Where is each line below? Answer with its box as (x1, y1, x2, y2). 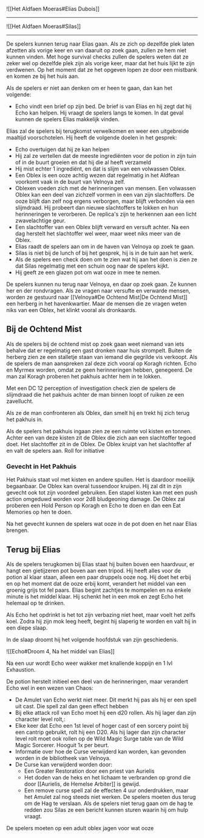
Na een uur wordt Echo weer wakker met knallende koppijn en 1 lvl (6, 659, 173, 667)
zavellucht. (6, 397, 34, 405)
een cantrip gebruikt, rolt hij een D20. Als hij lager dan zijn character (15, 728, 186, 736)
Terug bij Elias (6, 544, 61, 555)
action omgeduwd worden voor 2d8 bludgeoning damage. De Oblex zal (6, 495, 185, 503)
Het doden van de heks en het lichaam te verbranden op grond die (24, 773, 191, 781)
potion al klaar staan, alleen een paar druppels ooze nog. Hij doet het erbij (6, 573, 191, 581)
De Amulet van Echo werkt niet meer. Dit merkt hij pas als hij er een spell (15, 696, 197, 703)
